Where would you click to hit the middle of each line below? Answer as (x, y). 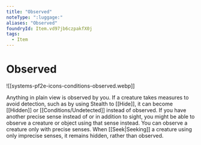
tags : (13, 34)
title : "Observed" (29, 12)
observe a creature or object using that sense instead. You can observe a (97, 123)
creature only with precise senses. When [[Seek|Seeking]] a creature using (99, 129)
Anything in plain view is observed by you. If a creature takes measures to (97, 97)
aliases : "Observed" (32, 23)
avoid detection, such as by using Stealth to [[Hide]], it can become (89, 104)
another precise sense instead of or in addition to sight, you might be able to (100, 116)
